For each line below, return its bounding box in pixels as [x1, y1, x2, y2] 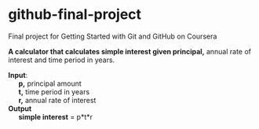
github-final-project [8, 6, 142, 24]
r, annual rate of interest [18, 95, 97, 105]
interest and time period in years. [8, 55, 115, 64]
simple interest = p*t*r [18, 112, 93, 121]
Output [8, 104, 32, 113]
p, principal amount [18, 79, 82, 88]
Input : [8, 70, 28, 79]
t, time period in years [18, 87, 90, 96]
